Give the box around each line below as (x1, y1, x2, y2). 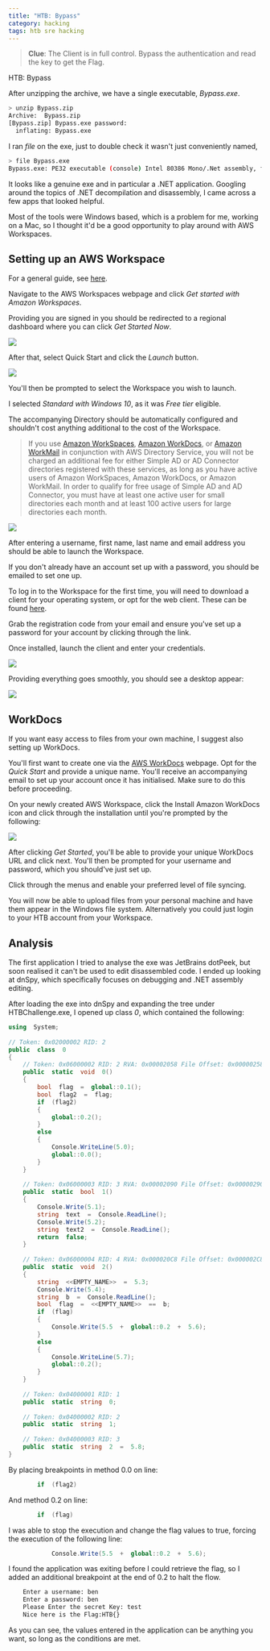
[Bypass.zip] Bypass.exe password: (8, 119, 128, 127)
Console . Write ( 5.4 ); (37, 1285, 106, 1294)
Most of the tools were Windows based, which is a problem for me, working (8, 211, 259, 222)
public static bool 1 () (22, 1188, 113, 1196)
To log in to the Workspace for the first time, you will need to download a (8, 586, 249, 597)
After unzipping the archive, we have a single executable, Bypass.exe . (8, 89, 240, 98)
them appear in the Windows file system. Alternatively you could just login (8, 905, 254, 914)
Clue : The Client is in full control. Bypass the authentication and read (27, 49, 256, 59)
